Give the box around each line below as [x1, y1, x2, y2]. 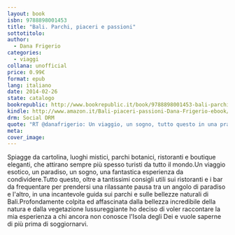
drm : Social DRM [7, 114, 55, 121]
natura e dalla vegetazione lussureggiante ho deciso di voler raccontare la [7, 205, 221, 213]
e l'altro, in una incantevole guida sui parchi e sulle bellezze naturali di [7, 190, 208, 199]
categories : [7, 50, 42, 57]
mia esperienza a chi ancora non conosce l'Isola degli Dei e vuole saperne [7, 213, 222, 221]
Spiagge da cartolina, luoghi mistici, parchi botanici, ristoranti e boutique [7, 153, 216, 162]
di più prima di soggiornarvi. [7, 220, 89, 228]
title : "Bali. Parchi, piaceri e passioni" [7, 23, 136, 30]
